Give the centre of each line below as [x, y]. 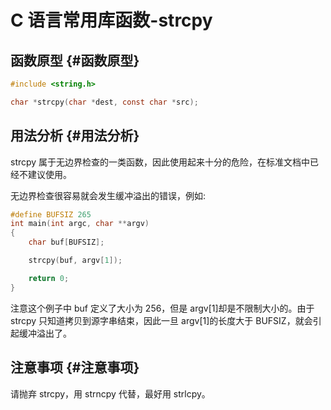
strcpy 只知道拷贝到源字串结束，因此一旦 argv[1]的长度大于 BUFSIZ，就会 [161, 320]
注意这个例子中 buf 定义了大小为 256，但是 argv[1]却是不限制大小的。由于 [162, 308]
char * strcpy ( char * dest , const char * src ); [104, 102]
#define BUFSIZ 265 [51, 214]
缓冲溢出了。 [45, 333]
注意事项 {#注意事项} [75, 367]
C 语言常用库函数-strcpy [111, 20]
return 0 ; [49, 278]
